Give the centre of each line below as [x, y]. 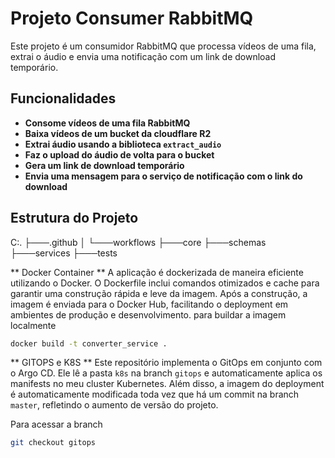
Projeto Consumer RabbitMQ [132, 18]
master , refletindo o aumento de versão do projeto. [114, 405]
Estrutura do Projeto [74, 218]
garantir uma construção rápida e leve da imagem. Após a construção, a [159, 293]
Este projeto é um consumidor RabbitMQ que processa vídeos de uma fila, [163, 46]
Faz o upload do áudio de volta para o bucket [119, 154]
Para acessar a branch [56, 424]
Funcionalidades [63, 98]
